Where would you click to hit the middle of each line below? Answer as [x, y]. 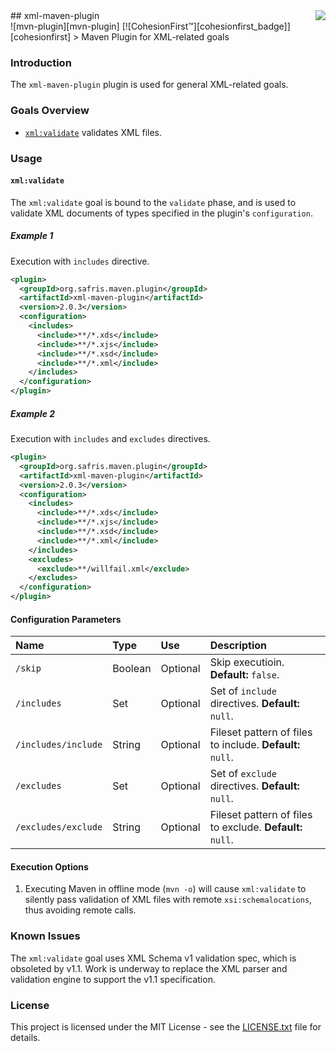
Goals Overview [50, 111]
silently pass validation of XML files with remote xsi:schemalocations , [168, 900]
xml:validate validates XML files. [93, 132]
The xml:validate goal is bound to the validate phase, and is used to [153, 202]
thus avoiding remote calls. [80, 910]
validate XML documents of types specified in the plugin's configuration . [161, 213]
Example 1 [32, 236]
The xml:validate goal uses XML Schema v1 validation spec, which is [153, 958]
